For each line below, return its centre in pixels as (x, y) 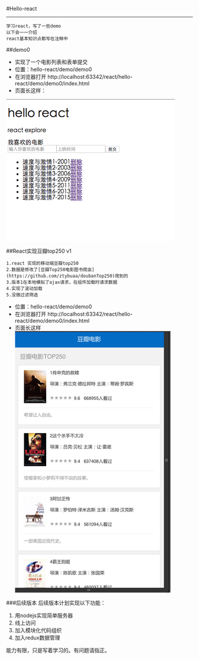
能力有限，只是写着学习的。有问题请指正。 (58, 650)
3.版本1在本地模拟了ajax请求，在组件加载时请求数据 (62, 282)
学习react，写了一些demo (33, 26)
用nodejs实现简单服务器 (44, 615)
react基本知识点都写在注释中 (37, 39)
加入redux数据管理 (37, 638)
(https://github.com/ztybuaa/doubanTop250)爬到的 (67, 276)
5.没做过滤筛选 (22, 295)
